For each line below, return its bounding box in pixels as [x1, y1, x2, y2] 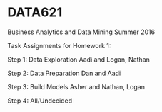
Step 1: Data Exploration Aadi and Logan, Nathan [7, 55, 150, 64]
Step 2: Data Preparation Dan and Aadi [7, 69, 121, 77]
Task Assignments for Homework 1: [7, 41, 111, 50]
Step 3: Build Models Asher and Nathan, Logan [7, 82, 145, 91]
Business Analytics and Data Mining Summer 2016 [7, 28, 156, 36]
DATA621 [7, 4, 63, 21]
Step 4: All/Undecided [7, 96, 73, 105]
